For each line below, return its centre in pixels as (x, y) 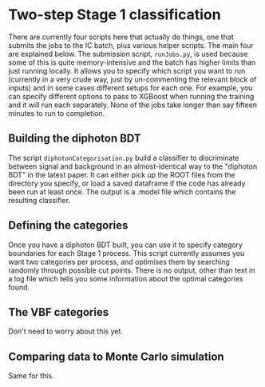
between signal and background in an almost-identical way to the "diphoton (133, 166)
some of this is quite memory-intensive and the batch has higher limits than (132, 62)
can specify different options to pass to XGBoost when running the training (131, 96)
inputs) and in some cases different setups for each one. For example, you (131, 88)
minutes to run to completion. (57, 113)
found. (19, 287)
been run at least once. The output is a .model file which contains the (122, 192)
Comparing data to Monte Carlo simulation (117, 356)
